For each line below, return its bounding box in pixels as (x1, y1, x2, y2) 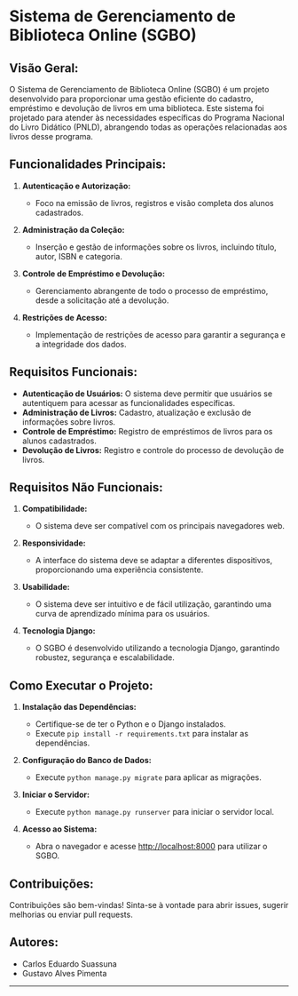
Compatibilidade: (21, 504, 88, 514)
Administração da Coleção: (21, 224, 125, 235)
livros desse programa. (9, 131, 93, 141)
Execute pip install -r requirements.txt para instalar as (35, 729, 249, 739)
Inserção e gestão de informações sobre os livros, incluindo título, (35, 242, 277, 252)
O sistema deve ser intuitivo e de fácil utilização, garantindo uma (35, 599, 272, 610)
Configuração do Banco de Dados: (21, 755, 153, 766)
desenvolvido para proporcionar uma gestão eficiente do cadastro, (9, 93, 254, 104)
